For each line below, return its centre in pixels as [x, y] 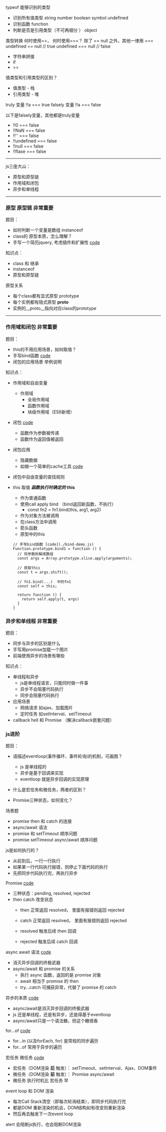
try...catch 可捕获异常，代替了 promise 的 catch [68, 987]
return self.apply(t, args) [50, 599]
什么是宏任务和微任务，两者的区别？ [50, 790]
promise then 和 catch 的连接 [42, 821]
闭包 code [23, 422]
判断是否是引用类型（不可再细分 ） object [55, 30]
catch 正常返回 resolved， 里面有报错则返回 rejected [73, 921]
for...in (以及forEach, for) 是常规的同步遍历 [55, 1041]
